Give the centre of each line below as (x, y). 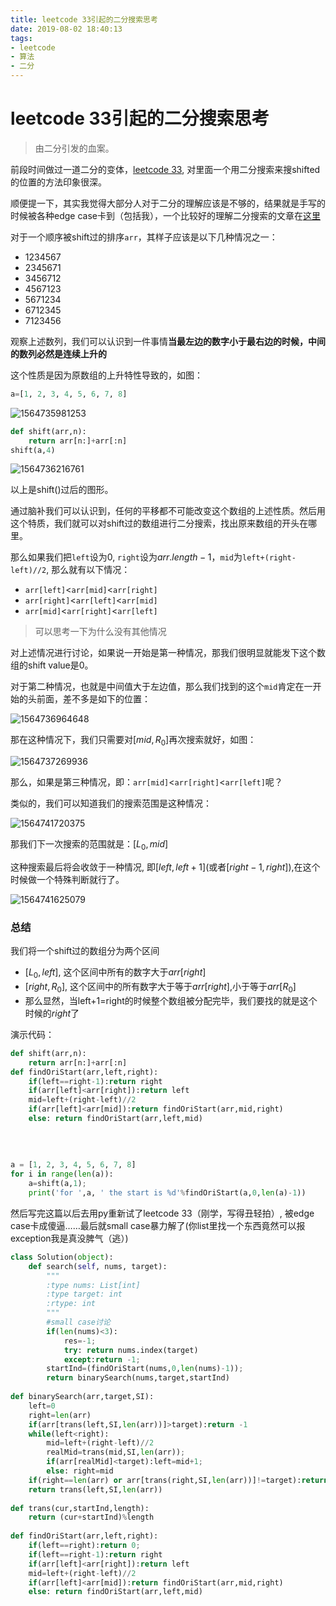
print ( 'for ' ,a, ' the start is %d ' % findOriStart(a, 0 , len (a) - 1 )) (167, 1193)
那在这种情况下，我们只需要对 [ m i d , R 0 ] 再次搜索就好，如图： (133, 741)
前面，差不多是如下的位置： (93, 699)
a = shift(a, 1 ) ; (57, 1184)
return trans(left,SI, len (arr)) (95, 1489)
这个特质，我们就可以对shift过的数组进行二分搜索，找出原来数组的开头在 (159, 523)
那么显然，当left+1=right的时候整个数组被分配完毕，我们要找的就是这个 (171, 1000)
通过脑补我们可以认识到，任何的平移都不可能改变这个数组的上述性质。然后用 (168, 511)
